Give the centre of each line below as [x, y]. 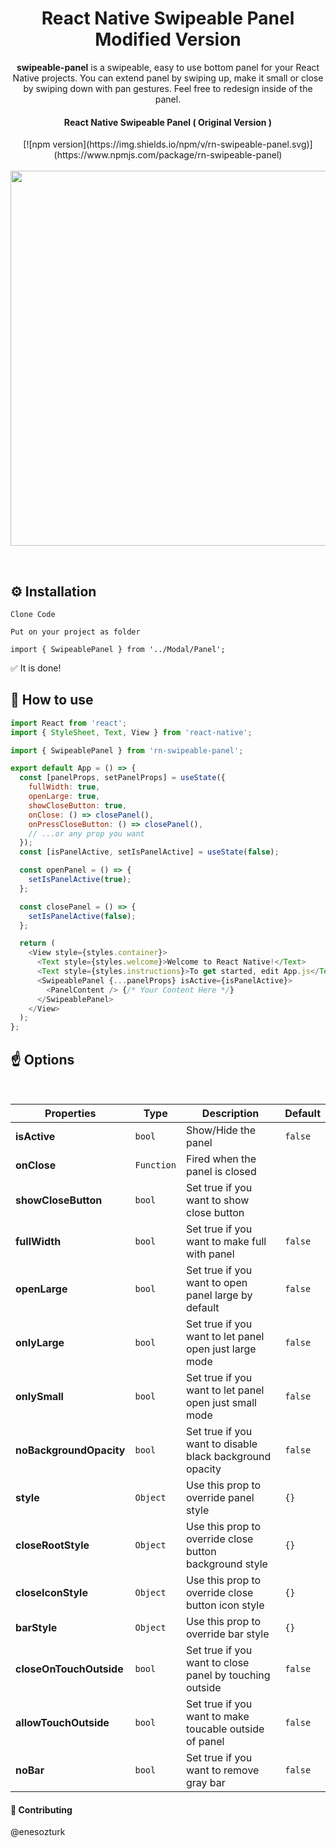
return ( [37, 943]
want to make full [226, 1241]
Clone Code [33, 614]
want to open [216, 1282]
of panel [205, 1741]
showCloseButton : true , [78, 805]
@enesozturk [38, 1832]
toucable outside [225, 1729]
